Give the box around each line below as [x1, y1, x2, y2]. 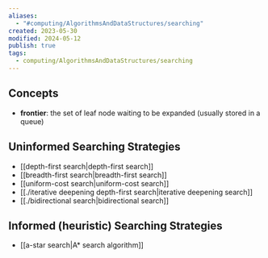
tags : [8, 49, 27, 57]
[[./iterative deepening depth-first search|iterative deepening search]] [19, 187, 253, 197]
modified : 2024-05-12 [8, 34, 82, 43]
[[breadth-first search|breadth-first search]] [19, 170, 167, 180]
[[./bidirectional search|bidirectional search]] [19, 195, 170, 206]
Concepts [8, 86, 59, 101]
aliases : [8, 11, 38, 20]
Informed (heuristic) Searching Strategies [8, 218, 224, 232]
